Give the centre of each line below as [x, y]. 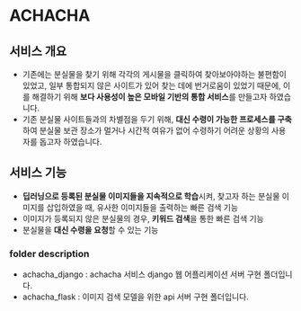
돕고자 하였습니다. [71, 142]
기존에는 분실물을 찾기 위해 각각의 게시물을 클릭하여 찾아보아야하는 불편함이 [155, 74]
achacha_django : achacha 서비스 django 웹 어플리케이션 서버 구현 [142, 274]
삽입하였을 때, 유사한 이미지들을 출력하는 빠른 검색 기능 [142, 207]
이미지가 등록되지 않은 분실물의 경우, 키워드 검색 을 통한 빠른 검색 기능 [143, 218]
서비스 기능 [38, 173]
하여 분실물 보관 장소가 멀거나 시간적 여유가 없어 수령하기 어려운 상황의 [146, 130]
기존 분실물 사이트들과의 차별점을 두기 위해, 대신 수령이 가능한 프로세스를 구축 [157, 119]
